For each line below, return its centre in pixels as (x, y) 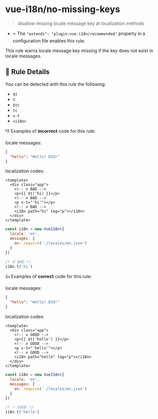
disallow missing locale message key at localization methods (81, 23)
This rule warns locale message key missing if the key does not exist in (79, 50)
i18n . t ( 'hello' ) (22, 412)
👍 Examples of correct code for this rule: (49, 277)
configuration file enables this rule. (49, 41)
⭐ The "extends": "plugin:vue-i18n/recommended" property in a (79, 33)
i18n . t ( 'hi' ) (19, 266)
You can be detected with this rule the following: (56, 84)
